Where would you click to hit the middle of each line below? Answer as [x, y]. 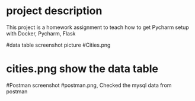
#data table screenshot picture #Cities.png [58, 45]
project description [54, 11]
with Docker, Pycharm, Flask [41, 33]
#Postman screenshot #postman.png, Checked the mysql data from [89, 85]
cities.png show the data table [82, 69]
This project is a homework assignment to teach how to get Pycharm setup [98, 27]
